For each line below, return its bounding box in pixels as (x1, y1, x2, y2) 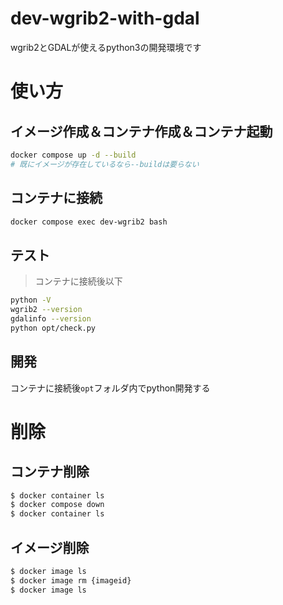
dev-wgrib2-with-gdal (10, 7, 200, 30)
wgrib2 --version (10, 305, 83, 315)
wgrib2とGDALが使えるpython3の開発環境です (10, 41, 202, 53)
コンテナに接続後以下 (34, 275, 123, 287)
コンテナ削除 (10, 463, 90, 481)
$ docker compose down (10, 500, 105, 510)
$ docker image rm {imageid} (10, 575, 132, 586)
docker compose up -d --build (10, 150, 137, 160)
